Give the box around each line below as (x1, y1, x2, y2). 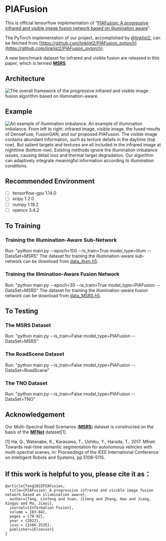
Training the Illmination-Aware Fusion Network (5, 271, 120, 278)
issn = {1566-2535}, (9, 522, 52, 528)
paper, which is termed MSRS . (5, 60, 67, 66)
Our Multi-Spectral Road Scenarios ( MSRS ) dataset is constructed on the (5, 423, 154, 429)
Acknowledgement (5, 411, 65, 419)
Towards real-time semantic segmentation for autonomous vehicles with (5, 444, 152, 450)
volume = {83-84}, (9, 509, 48, 514)
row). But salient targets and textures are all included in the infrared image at (5, 141, 161, 147)
